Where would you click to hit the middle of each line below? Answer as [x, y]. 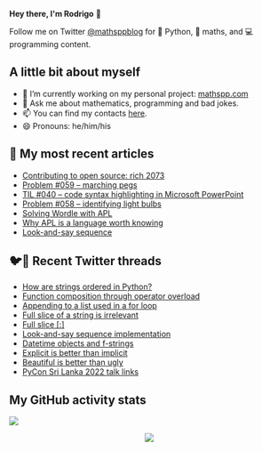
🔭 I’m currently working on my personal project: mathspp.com [135, 93]
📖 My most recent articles [82, 154]
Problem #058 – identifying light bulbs [92, 204]
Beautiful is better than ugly [73, 362]
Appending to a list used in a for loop [89, 306]
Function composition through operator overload [111, 296]
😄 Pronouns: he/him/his [66, 125]
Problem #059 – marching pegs [79, 185]
